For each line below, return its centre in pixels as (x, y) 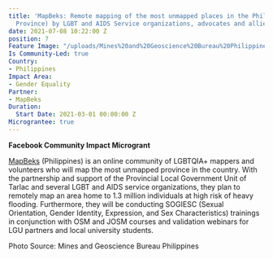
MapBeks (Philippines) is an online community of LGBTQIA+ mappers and (131, 160)
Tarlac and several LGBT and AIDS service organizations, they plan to (125, 187)
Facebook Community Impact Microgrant (79, 145)
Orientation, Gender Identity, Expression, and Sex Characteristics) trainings (134, 213)
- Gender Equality (39, 84)
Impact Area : (30, 77)
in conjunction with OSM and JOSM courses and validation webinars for (129, 222)
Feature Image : (34, 46)
